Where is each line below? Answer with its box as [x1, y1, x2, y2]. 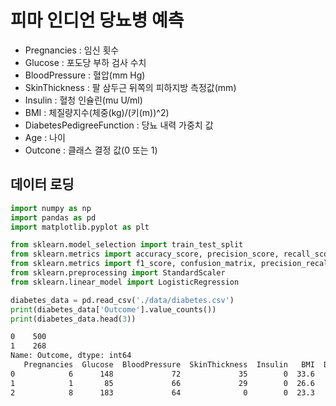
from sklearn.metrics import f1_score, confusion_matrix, [10, 259, 257, 269]
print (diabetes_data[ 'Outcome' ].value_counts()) [10, 304, 217, 315]
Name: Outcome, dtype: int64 [10, 351, 132, 361]
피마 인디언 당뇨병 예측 [10, 9, 185, 32]
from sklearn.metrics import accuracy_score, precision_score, [10, 249, 280, 260]
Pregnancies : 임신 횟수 [24, 44, 120, 56]
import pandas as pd [10, 212, 97, 223]
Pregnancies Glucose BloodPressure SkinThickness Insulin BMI [23, 360, 315, 370]
